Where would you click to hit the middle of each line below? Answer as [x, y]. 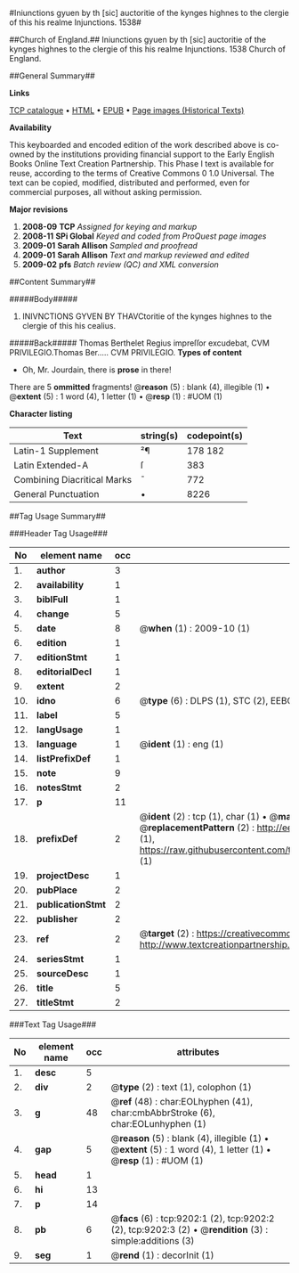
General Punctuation [57, 494]
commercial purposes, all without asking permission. [106, 192]
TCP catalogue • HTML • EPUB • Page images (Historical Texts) [127, 110]
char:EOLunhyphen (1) [158, 1124]
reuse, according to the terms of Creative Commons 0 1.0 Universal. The [142, 173]
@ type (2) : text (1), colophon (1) [181, 1087]
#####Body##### [44, 299]
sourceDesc [63, 973]
